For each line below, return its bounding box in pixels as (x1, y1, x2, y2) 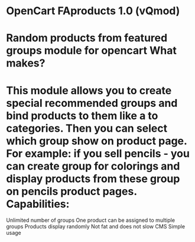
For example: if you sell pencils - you (6, 147, 190, 160)
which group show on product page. (6, 134, 187, 148)
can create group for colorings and (6, 159, 180, 173)
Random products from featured (6, 31, 168, 45)
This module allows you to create (6, 84, 172, 97)
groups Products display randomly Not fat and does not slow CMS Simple (6, 223, 185, 230)
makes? (6, 56, 45, 70)
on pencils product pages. (6, 184, 137, 198)
